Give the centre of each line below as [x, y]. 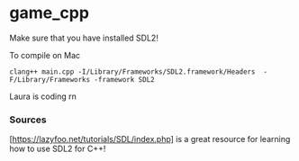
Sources [28, 120]
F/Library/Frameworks [50, 79]
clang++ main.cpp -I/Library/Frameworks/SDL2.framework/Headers [132, 72]
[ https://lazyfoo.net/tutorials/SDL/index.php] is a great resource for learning [150, 139]
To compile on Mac [45, 55]
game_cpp [50, 13]
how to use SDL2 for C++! [58, 149]
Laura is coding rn [43, 96]
